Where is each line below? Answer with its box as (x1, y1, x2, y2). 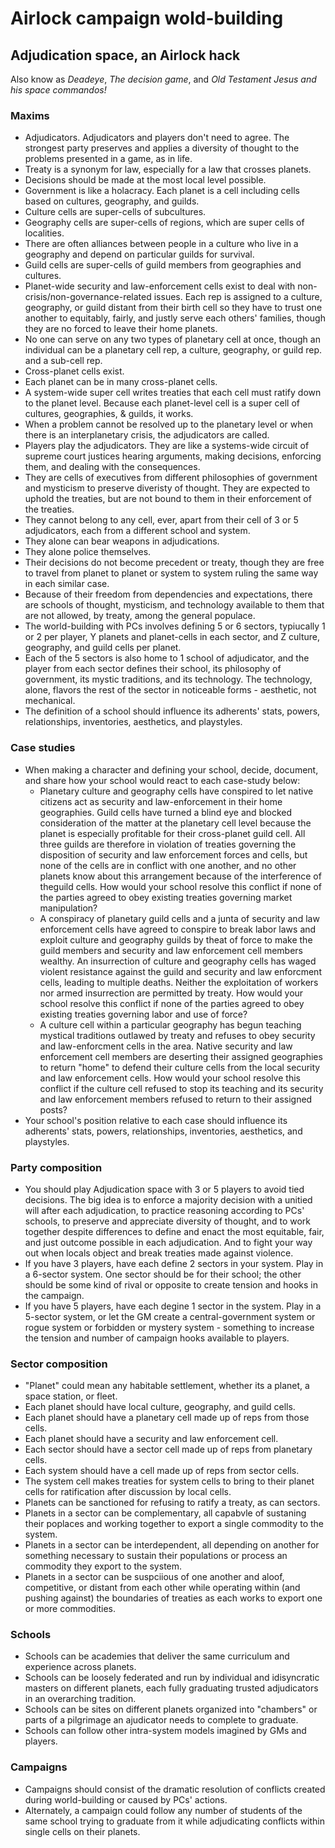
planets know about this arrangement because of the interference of (39, 870, 322, 882)
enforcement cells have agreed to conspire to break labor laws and (39, 923, 317, 935)
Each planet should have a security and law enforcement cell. (24, 1433, 279, 1445)
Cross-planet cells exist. (24, 365, 125, 377)
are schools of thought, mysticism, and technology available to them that (24, 599, 325, 611)
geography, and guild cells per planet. (24, 642, 182, 654)
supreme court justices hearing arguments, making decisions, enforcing (24, 450, 322, 462)
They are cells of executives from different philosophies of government (24, 472, 318, 484)
